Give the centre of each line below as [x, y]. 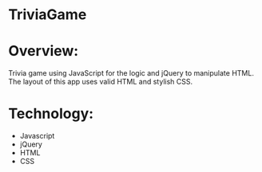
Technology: [51, 114]
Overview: [44, 51]
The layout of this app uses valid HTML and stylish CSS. [101, 82]
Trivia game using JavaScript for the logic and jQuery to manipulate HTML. [131, 73]
